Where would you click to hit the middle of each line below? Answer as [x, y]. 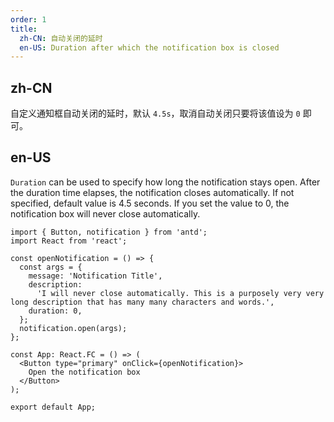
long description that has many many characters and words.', [142, 302]
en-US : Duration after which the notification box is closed [149, 47]
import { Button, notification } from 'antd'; [109, 232]
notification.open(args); [73, 328]
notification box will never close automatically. [105, 213]
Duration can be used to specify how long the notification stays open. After [165, 182]
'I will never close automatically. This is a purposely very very [180, 293]
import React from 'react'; [69, 241]
